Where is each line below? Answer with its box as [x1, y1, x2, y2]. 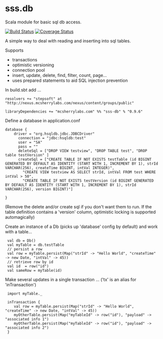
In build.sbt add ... [5, 87, 41, 93]
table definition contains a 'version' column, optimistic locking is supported [5, 209, 156, 215]
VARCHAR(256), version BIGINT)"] [5, 187, 73, 191]
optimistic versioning [12, 62, 55, 68]
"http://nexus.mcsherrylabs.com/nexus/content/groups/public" [5, 100, 134, 105]
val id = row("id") [7, 264, 49, 268]
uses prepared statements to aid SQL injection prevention [12, 77, 128, 83]
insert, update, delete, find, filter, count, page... [12, 72, 107, 78]
